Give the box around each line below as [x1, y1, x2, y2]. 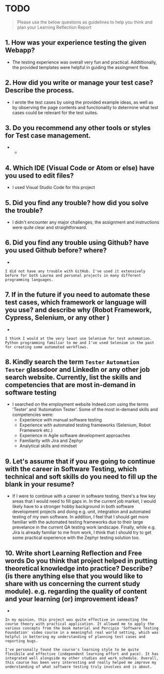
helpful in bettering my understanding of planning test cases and [5, 634, 146, 639]
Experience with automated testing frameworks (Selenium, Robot [19, 422, 151, 428]
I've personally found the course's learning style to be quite [5, 647, 139, 652]
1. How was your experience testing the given [5, 39, 147, 47]
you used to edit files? [5, 171, 74, 180]
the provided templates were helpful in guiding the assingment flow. [12, 64, 149, 70]
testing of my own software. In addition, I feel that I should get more [12, 514, 149, 520]
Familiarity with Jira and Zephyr [19, 438, 83, 443]
